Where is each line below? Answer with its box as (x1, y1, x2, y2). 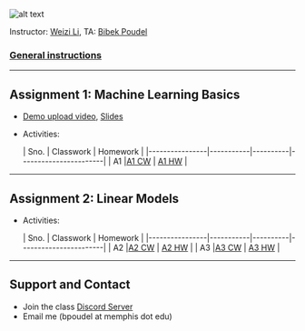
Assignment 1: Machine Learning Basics (9, 86, 241, 102)
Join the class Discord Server (22, 301, 133, 312)
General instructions (9, 48, 103, 61)
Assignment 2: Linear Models (9, 191, 180, 206)
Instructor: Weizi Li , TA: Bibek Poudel (9, 26, 148, 36)
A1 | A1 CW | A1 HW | (113, 155, 188, 167)
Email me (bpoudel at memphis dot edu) (22, 310, 172, 322)
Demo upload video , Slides (22, 111, 124, 122)
